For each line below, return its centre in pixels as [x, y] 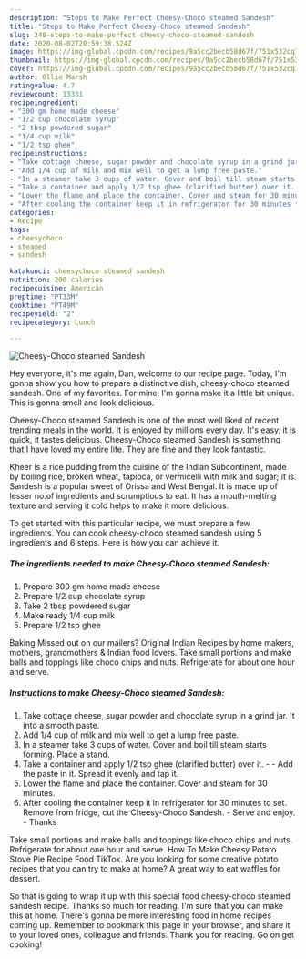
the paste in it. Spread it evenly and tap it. [101, 774]
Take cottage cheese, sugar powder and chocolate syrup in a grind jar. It [159, 716]
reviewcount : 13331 [46, 94]
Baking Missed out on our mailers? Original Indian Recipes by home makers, [152, 643]
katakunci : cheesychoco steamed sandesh [87, 271]
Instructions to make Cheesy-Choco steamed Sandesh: [117, 692]
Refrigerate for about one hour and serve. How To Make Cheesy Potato [143, 850]
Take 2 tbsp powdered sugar [76, 606]
